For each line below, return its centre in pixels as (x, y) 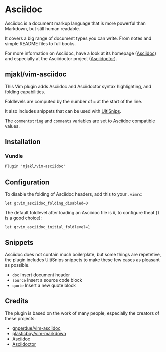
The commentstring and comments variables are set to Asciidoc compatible (80, 121)
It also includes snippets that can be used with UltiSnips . (63, 111)
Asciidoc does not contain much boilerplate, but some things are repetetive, (83, 255)
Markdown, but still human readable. (43, 28)
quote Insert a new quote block (44, 286)
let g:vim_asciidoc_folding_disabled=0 (47, 203)
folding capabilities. (25, 92)
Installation (23, 142)
